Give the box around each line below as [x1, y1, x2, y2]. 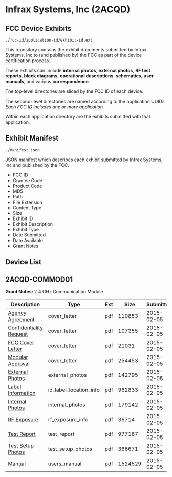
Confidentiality [8, 324, 44, 331]
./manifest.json [5, 147, 40, 152]
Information [8, 390, 36, 397]
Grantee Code [12, 177, 42, 183]
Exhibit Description [12, 221, 53, 227]
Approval [8, 360, 30, 367]
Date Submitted [12, 232, 46, 238]
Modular [8, 354, 28, 361]
